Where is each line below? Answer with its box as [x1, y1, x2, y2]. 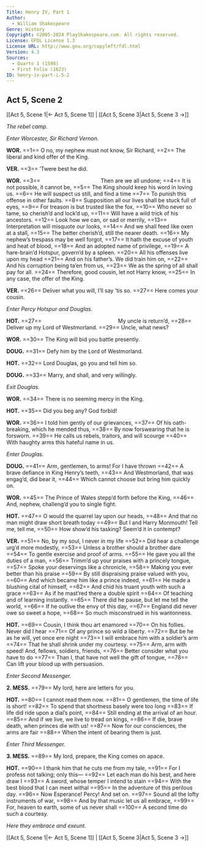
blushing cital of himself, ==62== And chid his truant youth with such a [6, 583, 185, 591]
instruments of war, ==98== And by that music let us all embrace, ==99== [6, 797, 195, 805]
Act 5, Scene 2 [6, 95, 63, 105]
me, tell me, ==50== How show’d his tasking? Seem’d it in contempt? [6, 526, 181, 533]
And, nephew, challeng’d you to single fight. [6, 500, 117, 508]
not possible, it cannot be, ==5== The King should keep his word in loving [6, 184, 193, 191]
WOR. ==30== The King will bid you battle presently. [6, 336, 140, 343]
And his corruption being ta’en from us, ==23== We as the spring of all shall [6, 262, 198, 269]
